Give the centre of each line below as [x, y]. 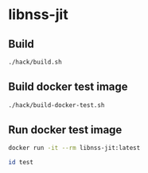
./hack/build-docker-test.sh [56, 105]
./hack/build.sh [35, 62]
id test [21, 163]
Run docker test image [65, 130]
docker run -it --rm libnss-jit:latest [74, 148]
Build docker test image [68, 87]
